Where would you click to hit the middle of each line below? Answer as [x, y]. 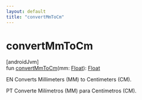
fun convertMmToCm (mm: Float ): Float [53, 68]
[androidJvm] [23, 62]
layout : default [26, 11]
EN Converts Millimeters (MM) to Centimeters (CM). [69, 80]
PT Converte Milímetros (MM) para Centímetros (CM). [71, 91]
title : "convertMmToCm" [35, 17]
